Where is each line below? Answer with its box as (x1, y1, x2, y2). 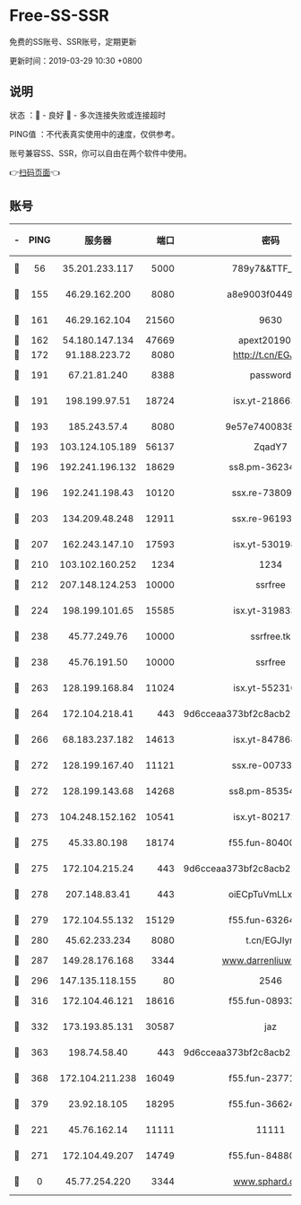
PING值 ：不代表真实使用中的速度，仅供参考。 (9, 128, 180, 139)
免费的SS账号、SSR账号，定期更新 (9, 36, 137, 47)
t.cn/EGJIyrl (245, 934, 296, 947)
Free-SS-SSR (9, 5, 109, 26)
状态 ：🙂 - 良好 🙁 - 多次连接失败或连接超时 (9, 109, 166, 120)
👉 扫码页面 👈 (9, 167, 61, 178)
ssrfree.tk (250, 630, 291, 642)
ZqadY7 (254, 441, 288, 453)
